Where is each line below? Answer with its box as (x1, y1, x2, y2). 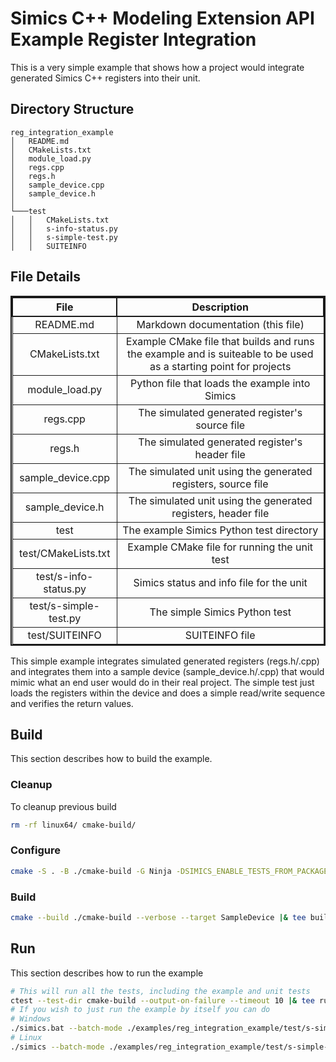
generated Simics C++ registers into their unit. (10, 72, 201, 84)
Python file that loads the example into (129, 376, 311, 390)
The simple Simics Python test (149, 605, 292, 619)
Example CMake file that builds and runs (125, 334, 315, 348)
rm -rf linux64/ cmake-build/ (10, 820, 137, 830)
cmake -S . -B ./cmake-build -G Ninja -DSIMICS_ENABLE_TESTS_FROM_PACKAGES (10, 866, 333, 876)
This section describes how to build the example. (10, 753, 213, 765)
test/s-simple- (29, 598, 100, 612)
